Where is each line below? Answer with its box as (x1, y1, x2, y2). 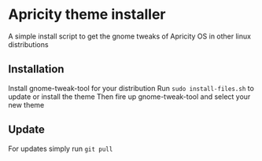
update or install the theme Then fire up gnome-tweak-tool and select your (8, 92, 251, 101)
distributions (8, 39, 49, 49)
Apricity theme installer (8, 5, 166, 24)
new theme (8, 100, 45, 109)
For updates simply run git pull (8, 144, 113, 153)
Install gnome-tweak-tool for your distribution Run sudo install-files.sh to (8, 83, 254, 93)
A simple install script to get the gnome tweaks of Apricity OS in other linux (8, 31, 252, 41)
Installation (8, 63, 65, 76)
